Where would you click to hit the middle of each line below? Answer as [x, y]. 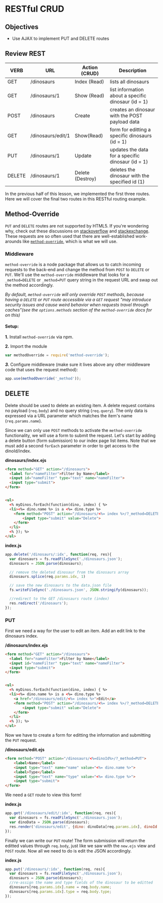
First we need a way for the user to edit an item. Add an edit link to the [75, 631]
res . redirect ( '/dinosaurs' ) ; [39, 603]
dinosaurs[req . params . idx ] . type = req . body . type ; [60, 891]
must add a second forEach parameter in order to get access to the [72, 445]
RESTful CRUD [35, 9]
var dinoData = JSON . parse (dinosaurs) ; [50, 822]
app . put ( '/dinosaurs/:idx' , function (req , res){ [55, 869]
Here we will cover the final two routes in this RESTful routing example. [76, 199]
